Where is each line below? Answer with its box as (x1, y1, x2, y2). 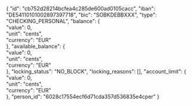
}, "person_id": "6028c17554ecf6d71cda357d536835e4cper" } (6, 93, 159, 100)
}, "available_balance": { (6, 43, 65, 50)
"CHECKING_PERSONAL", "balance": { (6, 18, 100, 24)
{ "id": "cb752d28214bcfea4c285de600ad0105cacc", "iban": (6, 5, 156, 12)
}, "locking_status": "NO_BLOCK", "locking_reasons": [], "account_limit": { (6, 68, 187, 75)
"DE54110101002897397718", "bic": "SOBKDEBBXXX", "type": (6, 11, 158, 18)
